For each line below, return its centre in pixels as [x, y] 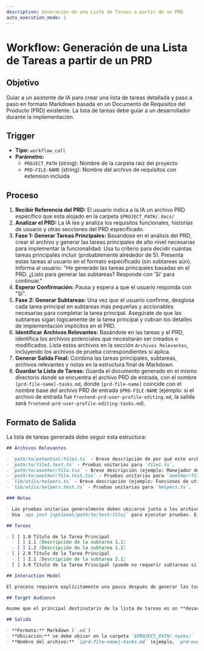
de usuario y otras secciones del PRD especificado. [80, 229]
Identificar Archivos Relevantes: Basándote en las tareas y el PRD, [99, 332]
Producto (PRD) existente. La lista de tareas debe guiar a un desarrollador [98, 110]
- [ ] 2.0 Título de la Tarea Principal [58, 554]
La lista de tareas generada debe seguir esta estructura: [76, 437]
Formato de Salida [41, 422]
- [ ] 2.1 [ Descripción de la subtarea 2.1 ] [69, 559]
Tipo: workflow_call [40, 150]
